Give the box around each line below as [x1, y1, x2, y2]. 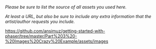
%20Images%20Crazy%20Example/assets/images [5, 38, 109, 44]
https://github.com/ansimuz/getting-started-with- [5, 28, 105, 33]
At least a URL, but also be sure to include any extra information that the [5, 14, 152, 19]
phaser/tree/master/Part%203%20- [5, 33, 77, 39]
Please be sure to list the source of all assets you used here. [5, 4, 127, 10]
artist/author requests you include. [5, 19, 75, 24]
